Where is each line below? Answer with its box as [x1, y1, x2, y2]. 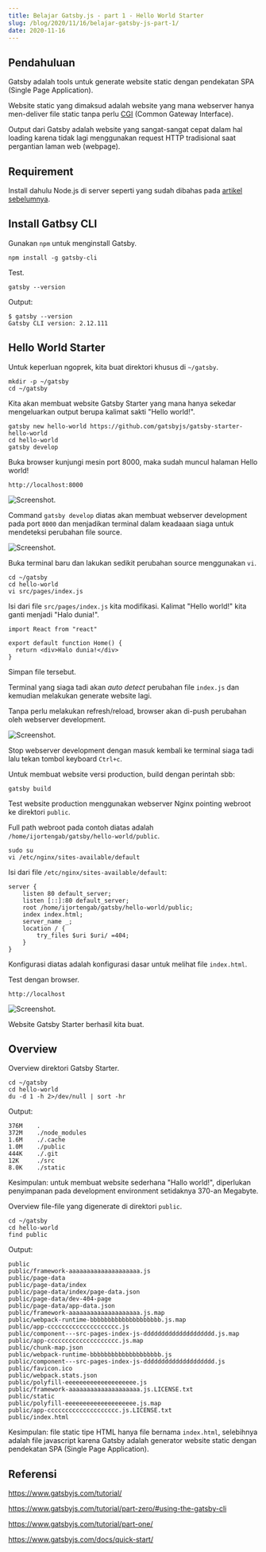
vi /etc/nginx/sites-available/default [8, 853, 141, 862]
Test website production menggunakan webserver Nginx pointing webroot [8, 799, 252, 808]
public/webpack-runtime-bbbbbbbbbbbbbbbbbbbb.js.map [8, 1316, 187, 1324]
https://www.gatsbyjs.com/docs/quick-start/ [8, 1534, 153, 1544]
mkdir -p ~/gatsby [8, 377, 69, 386]
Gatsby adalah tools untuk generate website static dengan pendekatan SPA [8, 77, 255, 87]
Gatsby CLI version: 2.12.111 [8, 319, 109, 327]
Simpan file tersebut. [8, 667, 77, 676]
